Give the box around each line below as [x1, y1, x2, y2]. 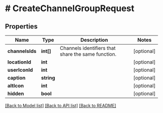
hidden [7, 90, 24, 97]
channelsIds [7, 48, 36, 54]
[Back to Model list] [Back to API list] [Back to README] [5, 103, 116, 108]
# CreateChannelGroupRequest [5, 3, 135, 14]
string [41, 75, 55, 81]
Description [80, 37, 108, 43]
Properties [5, 22, 38, 31]
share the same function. [60, 51, 116, 57]
